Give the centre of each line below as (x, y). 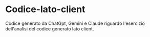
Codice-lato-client (45, 9)
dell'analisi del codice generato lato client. (50, 28)
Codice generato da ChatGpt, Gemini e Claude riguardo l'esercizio (75, 23)
